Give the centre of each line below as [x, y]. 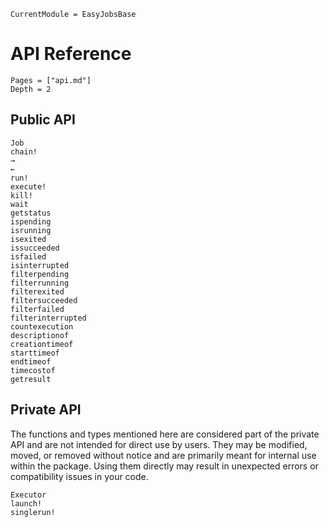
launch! [26, 503]
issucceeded [35, 248]
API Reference [71, 54]
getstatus [31, 213]
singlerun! [33, 512]
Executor [28, 495]
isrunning [31, 230]
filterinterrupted [48, 318]
